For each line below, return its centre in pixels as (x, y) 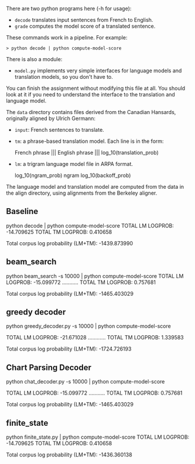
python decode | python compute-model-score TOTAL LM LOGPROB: (90, 225)
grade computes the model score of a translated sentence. (85, 26)
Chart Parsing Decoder (49, 367)
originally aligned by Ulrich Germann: (51, 118)
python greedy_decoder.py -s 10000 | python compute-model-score (88, 326)
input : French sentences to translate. (59, 130)
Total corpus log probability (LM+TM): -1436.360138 (69, 455)
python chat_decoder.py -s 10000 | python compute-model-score (85, 382)
